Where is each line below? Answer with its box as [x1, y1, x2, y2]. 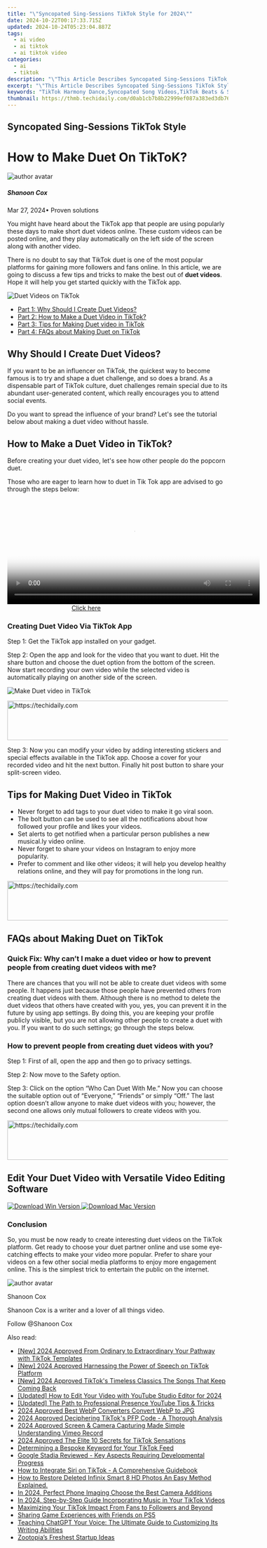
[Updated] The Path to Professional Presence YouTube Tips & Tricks [17, 1399, 215, 1408]
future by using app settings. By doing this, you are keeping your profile [7, 1008, 214, 1017]
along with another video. [7, 242, 81, 251]
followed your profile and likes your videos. [17, 822, 142, 831]
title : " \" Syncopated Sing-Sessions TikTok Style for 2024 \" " [7, 10, 193, 18]
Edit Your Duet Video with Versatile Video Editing [7, 1173, 226, 1185]
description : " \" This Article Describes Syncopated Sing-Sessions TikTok [7, 75, 228, 83]
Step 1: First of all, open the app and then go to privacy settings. [7, 1057, 192, 1065]
